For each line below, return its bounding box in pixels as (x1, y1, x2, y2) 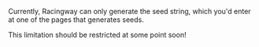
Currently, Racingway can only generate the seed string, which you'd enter (8, 7, 251, 16)
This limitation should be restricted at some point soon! (8, 31, 187, 39)
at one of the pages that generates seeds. (8, 15, 144, 24)
